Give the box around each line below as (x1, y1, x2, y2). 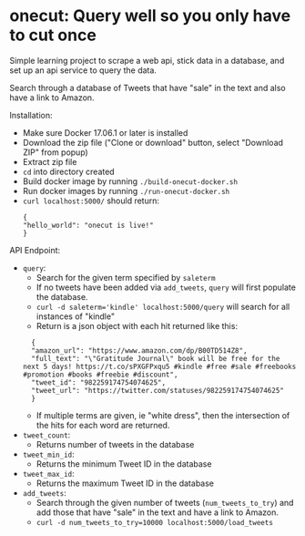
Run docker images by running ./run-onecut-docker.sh (22, 185, 230, 196)
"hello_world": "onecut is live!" (22, 221, 154, 230)
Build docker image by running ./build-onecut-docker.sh (22, 175, 239, 187)
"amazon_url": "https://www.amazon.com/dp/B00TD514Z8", (31, 345, 248, 356)
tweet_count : (22, 429, 71, 440)
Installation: (9, 109, 53, 120)
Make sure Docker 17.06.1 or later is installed (22, 127, 188, 138)
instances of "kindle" (36, 311, 116, 322)
